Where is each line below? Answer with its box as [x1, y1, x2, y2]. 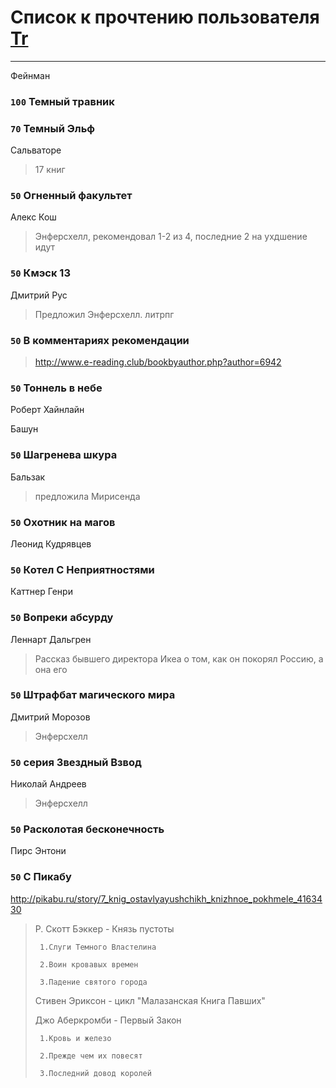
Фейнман [10, 69, 51, 81]
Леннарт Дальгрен [10, 633, 92, 645]
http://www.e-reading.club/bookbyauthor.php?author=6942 [34, 356, 282, 368]
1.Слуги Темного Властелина [39, 942, 157, 952]
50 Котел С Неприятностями [10, 562, 155, 576]
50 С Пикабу [10, 870, 72, 884]
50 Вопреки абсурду [10, 611, 114, 625]
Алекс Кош [10, 211, 57, 223]
